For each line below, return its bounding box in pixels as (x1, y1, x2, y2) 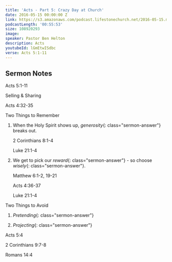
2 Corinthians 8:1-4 (12, 137, 54, 144)
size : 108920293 (5, 27, 40, 32)
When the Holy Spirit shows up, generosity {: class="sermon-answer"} (12, 122, 161, 128)
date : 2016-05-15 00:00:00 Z (5, 12, 68, 17)
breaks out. (12, 128, 37, 134)
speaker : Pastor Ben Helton (5, 36, 66, 41)
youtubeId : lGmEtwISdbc (5, 45, 56, 51)
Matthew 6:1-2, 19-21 (12, 173, 57, 179)
